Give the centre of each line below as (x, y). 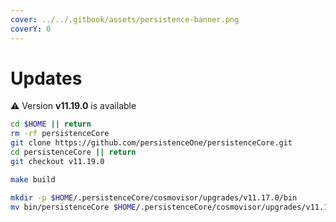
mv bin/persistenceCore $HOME (73, 207)
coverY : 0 (31, 29)
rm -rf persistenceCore (60, 134)
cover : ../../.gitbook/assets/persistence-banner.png (125, 19)
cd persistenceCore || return (73, 152)
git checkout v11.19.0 (57, 161)
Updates (46, 78)
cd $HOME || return (51, 124)
